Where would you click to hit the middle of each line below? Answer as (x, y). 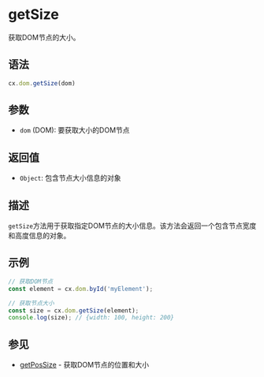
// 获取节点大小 (31, 303)
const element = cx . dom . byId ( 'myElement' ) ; (81, 289)
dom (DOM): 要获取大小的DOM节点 (74, 130)
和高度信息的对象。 (39, 236)
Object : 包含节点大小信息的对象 (70, 178)
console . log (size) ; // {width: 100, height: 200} (91, 318)
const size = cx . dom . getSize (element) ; (74, 310)
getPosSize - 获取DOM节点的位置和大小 (84, 365)
